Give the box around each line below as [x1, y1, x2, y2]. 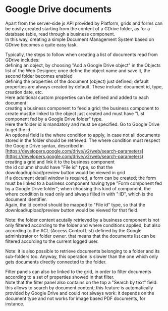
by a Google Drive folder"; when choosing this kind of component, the [5, 185, 151, 191]
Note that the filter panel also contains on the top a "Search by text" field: [5, 279, 158, 285]
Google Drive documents [5, 4, 112, 15]
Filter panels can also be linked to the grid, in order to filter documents [5, 269, 151, 275]
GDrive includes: [5, 57, 40, 63]
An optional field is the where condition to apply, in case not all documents [5, 132, 160, 138]
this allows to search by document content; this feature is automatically [5, 284, 153, 291]
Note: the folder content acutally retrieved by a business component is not [5, 217, 160, 223]
